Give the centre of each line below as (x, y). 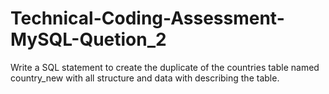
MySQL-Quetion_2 (88, 39)
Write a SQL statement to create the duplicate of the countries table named (165, 67)
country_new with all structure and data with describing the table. (145, 78)
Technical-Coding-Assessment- (147, 18)
